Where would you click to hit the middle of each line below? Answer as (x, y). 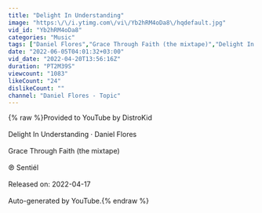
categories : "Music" (42, 37)
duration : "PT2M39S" (42, 67)
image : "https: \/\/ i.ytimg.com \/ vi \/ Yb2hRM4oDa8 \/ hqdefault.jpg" (117, 23)
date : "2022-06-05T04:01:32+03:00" (66, 52)
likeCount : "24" (35, 81)
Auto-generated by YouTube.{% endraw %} (79, 201)
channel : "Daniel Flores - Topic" (65, 96)
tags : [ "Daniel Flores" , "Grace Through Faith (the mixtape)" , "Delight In (131, 45)
